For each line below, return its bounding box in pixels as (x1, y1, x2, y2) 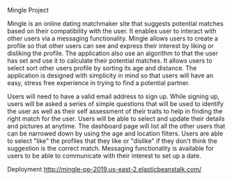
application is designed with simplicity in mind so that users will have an (7, 71, 214, 80)
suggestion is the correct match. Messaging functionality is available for (7, 144, 215, 152)
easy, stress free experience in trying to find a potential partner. (7, 79, 190, 87)
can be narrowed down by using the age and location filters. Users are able (7, 129, 224, 137)
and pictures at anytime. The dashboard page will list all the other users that (7, 122, 226, 130)
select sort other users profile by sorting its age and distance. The (7, 64, 197, 72)
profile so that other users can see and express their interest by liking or (7, 42, 214, 50)
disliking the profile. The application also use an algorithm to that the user (7, 49, 218, 57)
